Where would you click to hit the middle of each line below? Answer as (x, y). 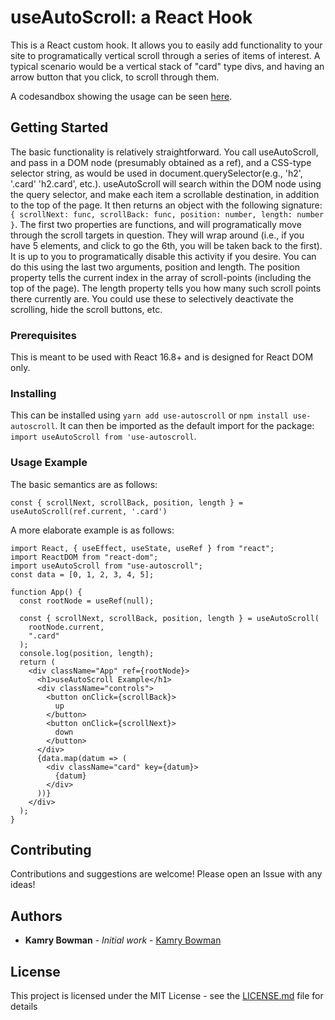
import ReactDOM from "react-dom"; (84, 557)
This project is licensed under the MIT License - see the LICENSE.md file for (167, 996)
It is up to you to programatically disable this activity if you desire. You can (163, 256)
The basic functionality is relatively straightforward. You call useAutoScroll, (164, 152)
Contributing (51, 850)
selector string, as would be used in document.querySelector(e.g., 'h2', (156, 173)
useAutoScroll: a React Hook (131, 17)
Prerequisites (43, 335)
